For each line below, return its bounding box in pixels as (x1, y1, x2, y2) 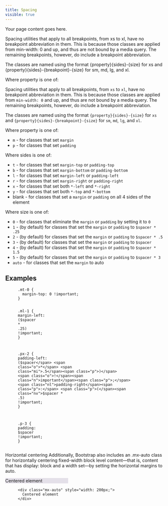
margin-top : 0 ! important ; (22, 292, 79, 297)
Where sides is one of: (5, 152, 52, 158)
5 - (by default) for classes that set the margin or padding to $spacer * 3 (12, 254, 161, 260)
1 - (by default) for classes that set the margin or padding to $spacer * (12, 224, 156, 230)
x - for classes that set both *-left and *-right (12, 183, 111, 189)
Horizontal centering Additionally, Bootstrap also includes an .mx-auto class (5, 452, 162, 458)
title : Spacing (5, 7, 37, 13)
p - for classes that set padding (12, 142, 76, 148)
